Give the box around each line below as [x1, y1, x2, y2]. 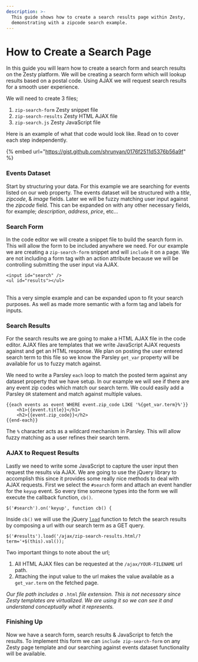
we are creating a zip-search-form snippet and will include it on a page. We [6, 248, 190, 255]
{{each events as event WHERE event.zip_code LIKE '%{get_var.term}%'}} [6, 402, 189, 408]
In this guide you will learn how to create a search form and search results [6, 64, 186, 72]
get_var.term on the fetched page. [14, 579, 99, 586]
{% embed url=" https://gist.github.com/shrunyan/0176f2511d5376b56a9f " [6, 148, 186, 155]
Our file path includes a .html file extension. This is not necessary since [6, 590, 181, 598]
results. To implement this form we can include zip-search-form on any [6, 637, 181, 644]
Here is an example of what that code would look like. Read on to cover [6, 131, 179, 138]
